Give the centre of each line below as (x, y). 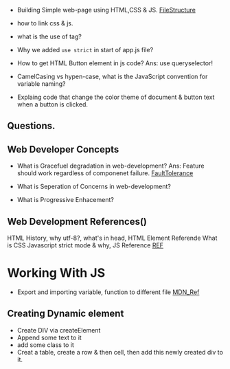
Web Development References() (77, 222)
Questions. (31, 126)
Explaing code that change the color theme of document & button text (116, 97)
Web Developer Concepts (63, 149)
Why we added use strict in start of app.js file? (85, 50)
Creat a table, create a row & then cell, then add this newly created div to (120, 352)
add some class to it (45, 345)
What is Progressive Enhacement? (66, 200)
